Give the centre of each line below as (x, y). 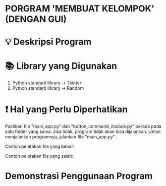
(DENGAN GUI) (36, 19)
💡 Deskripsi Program (48, 42)
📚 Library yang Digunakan (61, 66)
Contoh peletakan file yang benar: (40, 146)
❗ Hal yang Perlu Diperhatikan (66, 109)
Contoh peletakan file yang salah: (39, 156)
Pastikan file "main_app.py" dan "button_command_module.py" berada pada (83, 126)
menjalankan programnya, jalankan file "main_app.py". (60, 137)
